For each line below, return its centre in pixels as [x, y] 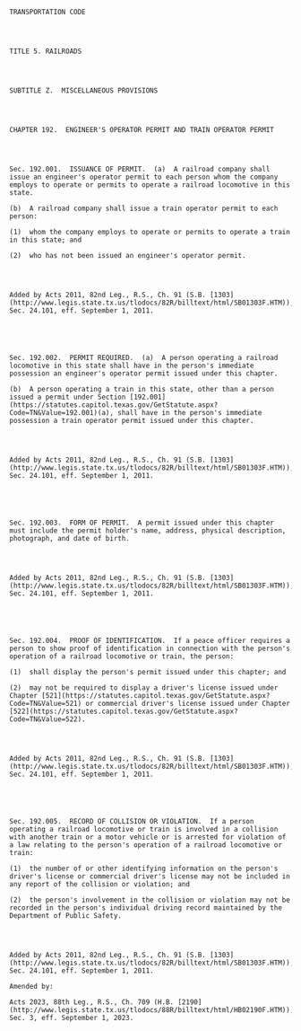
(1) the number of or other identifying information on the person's [144, 868]
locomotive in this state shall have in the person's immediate [132, 366]
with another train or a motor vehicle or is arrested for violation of [148, 837]
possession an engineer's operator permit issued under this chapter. [144, 374]
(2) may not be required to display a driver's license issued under [144, 688]
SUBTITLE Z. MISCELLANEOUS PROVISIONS [84, 91]
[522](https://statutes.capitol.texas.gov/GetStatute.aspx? [124, 711]
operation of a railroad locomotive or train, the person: [122, 656]
